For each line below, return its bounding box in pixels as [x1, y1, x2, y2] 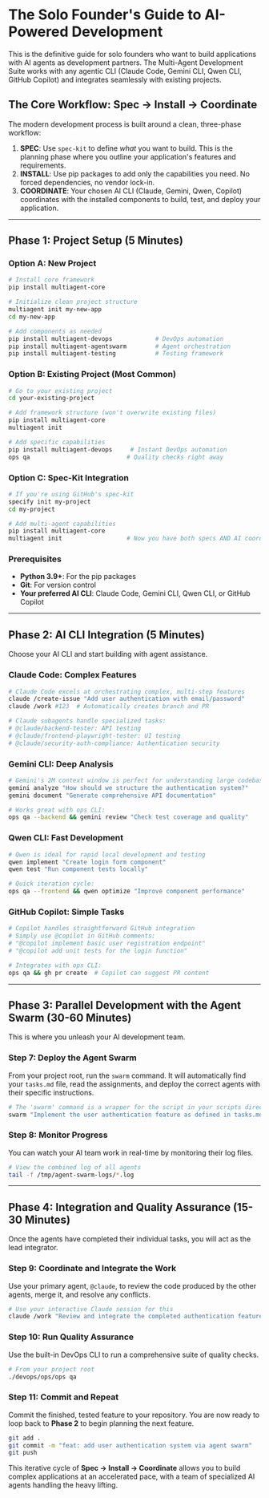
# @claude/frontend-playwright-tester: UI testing [8, 731, 181, 739]
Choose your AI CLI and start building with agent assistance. [8, 650, 208, 659]
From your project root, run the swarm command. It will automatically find [8, 1071, 247, 1080]
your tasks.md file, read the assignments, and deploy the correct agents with [8, 1079, 261, 1088]
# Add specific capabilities [8, 438, 106, 446]
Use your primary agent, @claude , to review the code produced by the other [8, 1281, 257, 1290]
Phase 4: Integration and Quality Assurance [8, 1200, 231, 1214]
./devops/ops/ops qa [8, 1373, 78, 1381]
